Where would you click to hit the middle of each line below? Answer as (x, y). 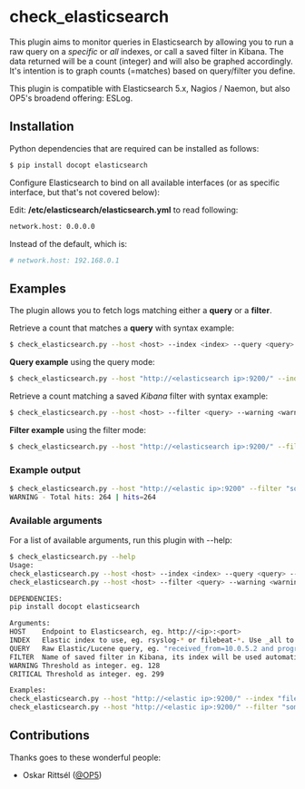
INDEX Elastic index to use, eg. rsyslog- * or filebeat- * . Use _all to (152, 641)
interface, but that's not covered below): (85, 192)
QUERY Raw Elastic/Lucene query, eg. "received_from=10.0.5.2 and (142, 648)
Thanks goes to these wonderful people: (85, 757)
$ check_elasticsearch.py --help (73, 557)
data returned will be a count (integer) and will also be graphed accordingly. (151, 61)
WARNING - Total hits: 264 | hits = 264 (83, 497)
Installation (42, 127)
